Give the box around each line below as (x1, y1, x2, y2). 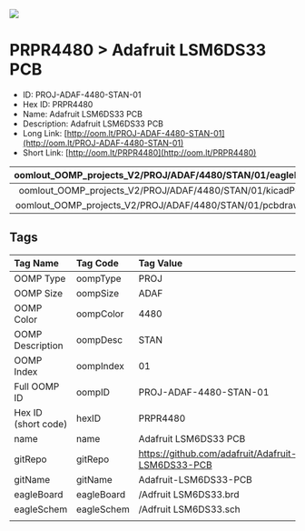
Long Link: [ (22, 127, 68, 138)
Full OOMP (14, 380, 60, 393)
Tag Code (75, 256, 120, 269)
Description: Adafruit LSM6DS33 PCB (22, 118, 164, 129)
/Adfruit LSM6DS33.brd (138, 487, 240, 500)
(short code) (14, 417, 68, 430)
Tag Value (138, 256, 183, 269)
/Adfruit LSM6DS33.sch (138, 503, 241, 516)
